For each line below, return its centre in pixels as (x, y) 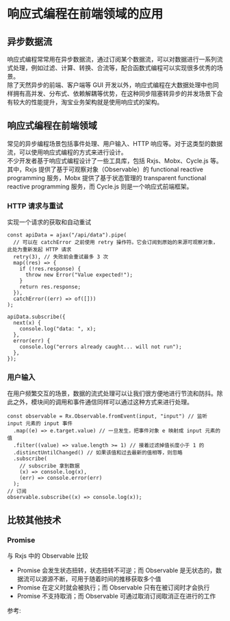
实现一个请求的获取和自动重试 (49, 222)
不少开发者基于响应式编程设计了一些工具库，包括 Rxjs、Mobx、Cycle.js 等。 (115, 160)
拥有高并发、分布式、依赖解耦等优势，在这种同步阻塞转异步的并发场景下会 (118, 94)
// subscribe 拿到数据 (50, 466)
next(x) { (27, 323)
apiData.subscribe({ (37, 317)
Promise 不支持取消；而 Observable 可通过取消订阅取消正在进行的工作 (116, 596)
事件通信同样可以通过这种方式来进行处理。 (133, 402)
